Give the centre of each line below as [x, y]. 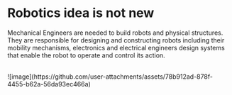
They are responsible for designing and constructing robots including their [116, 40]
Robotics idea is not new [81, 13]
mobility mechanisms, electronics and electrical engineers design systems [116, 47]
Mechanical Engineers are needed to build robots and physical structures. [115, 33]
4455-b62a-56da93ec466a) [49, 84]
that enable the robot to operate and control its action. [86, 55]
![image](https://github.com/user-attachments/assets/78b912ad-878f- [110, 77]
